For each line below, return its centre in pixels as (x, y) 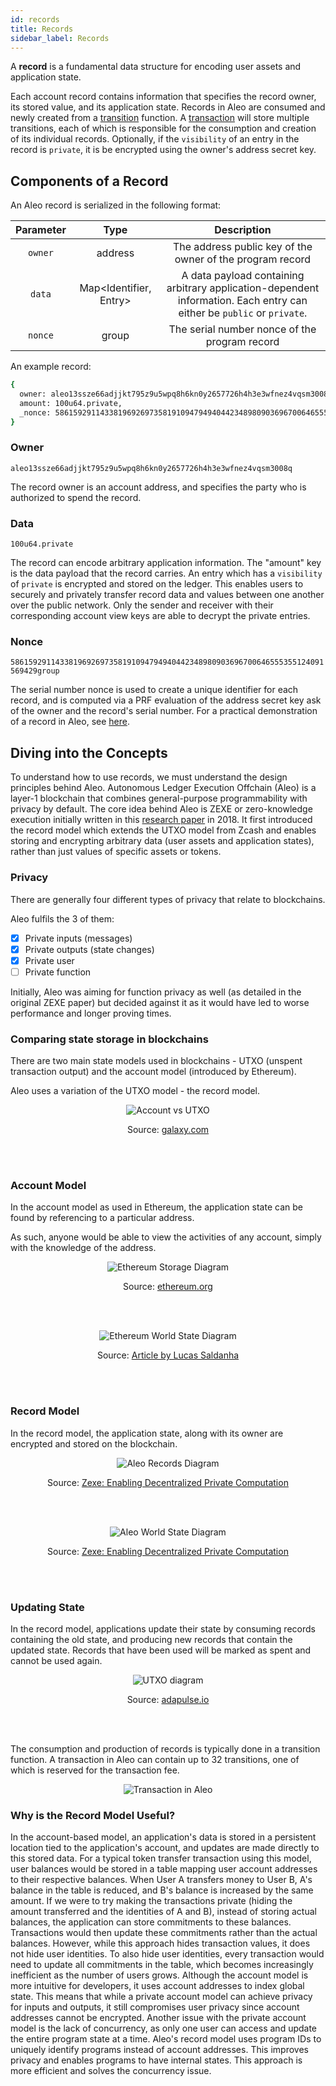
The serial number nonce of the (242, 329)
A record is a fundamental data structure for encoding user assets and (156, 67)
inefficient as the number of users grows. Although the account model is (159, 1975)
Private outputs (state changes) (89, 949)
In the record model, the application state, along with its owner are (147, 1433)
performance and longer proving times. (91, 1013)
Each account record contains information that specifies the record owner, (163, 97)
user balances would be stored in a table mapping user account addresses (164, 1869)
